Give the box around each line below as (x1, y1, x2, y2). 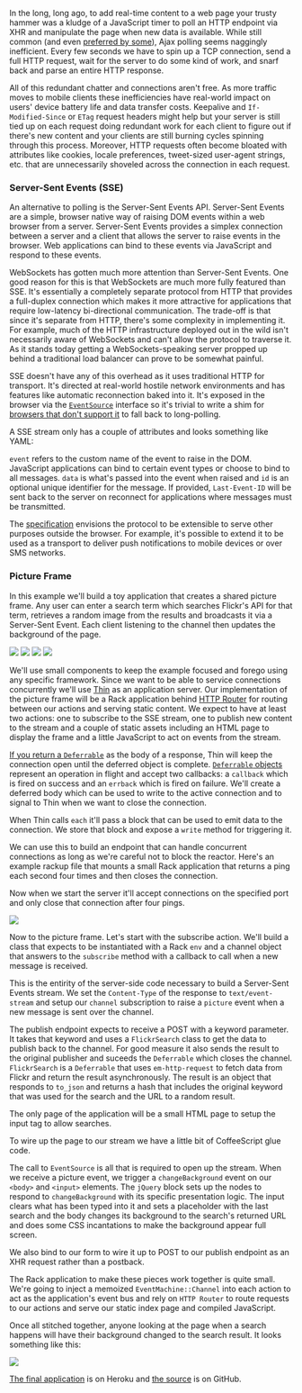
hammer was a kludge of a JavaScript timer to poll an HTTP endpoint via (9, 17, 279, 28)
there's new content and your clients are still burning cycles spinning (9, 131, 264, 140)
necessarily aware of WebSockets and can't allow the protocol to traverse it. (9, 334, 292, 345)
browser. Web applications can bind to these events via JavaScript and (9, 240, 272, 251)
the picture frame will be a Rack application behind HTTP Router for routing (9, 693, 289, 704)
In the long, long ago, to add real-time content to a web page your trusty (9, 8, 277, 18)
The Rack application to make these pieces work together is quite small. (9, 1273, 276, 1284)
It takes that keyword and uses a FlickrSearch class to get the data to (9, 1033, 267, 1044)
